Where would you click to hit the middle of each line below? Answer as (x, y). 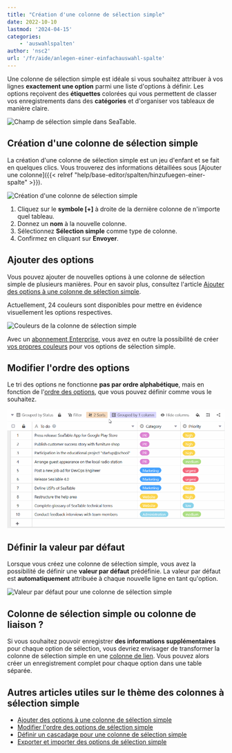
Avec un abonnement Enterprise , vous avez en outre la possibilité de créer (113, 339)
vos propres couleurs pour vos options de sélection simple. (91, 346)
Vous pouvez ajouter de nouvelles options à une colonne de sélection (106, 277)
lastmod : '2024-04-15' (40, 29)
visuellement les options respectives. (60, 312)
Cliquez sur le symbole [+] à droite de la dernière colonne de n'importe (119, 209)
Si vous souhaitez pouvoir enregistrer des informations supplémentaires (112, 641)
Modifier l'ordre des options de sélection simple (85, 727)
